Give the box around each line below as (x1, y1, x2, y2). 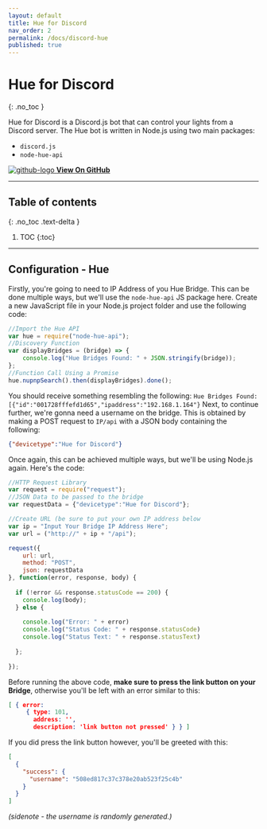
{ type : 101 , (25, 708, 69, 717)
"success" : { (22, 768, 66, 776)
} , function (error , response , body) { (8, 574, 137, 582)
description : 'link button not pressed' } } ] (33, 723, 191, 731)
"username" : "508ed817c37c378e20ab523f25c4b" (29, 775, 183, 783)
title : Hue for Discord (8, 19, 87, 27)
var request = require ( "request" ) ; (8, 486, 126, 494)
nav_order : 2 (8, 26, 52, 34)
